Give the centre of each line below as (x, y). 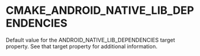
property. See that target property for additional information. (82, 46)
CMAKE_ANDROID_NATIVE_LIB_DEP (100, 11)
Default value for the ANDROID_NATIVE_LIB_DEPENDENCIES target (91, 40)
